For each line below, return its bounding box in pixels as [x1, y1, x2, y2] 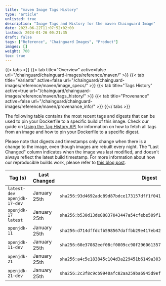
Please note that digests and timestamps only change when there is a [5, 139, 147, 144]
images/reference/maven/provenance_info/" [5, 103, 95, 109]
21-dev [7, 273, 23, 279]
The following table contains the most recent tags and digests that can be [5, 113, 155, 119]
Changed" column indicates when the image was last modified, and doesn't [5, 149, 159, 155]
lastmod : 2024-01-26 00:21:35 [5, 30, 68, 35]
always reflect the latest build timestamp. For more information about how [5, 154, 156, 160]
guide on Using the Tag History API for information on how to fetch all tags [5, 124, 157, 130]
